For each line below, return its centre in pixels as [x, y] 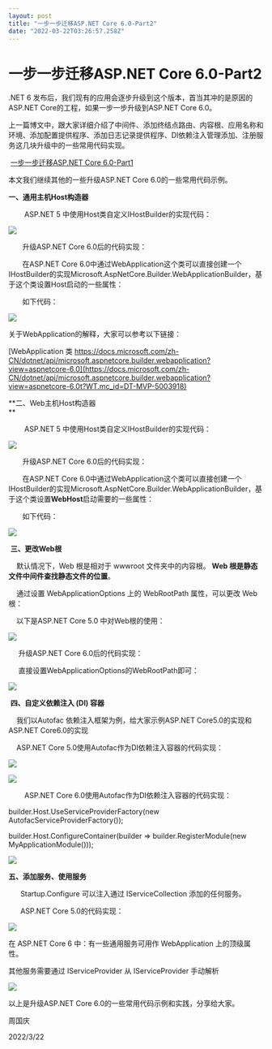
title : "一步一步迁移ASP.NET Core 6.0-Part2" [83, 24]
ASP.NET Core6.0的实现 [49, 731]
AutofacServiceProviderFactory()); [66, 820]
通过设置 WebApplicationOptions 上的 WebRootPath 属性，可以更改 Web [136, 594]
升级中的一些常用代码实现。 [83, 145]
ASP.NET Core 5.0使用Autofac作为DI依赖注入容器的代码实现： [120, 748]
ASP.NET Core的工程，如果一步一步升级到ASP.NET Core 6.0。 [113, 108]
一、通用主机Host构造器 [49, 197]
